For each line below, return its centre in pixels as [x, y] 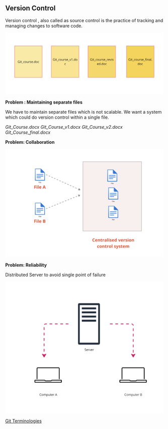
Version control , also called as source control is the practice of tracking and [84, 20]
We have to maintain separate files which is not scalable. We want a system [83, 112]
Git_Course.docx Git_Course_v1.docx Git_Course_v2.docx [64, 127]
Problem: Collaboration [30, 142]
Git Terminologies [23, 421]
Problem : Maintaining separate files [44, 102]
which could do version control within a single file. [57, 117]
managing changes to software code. [44, 26]
